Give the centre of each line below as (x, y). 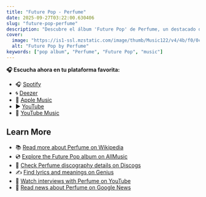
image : (20, 40)
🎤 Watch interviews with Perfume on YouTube (73, 180)
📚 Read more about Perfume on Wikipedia (69, 147)
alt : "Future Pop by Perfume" (50, 46)
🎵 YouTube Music (37, 113)
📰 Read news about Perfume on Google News (73, 187)
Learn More (29, 132)
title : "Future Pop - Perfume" (46, 12)
